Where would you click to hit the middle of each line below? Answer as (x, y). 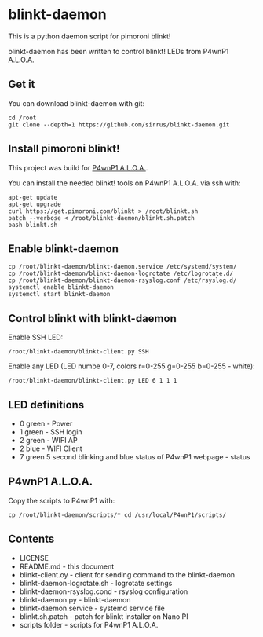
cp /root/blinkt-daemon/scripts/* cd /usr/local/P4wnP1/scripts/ (117, 515)
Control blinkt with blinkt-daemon (92, 318)
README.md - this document (67, 566)
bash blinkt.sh (33, 225)
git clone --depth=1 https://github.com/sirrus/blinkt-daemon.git (119, 124)
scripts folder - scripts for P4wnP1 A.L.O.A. (89, 624)
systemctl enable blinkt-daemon (61, 287)
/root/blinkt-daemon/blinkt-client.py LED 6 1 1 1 (93, 381)
